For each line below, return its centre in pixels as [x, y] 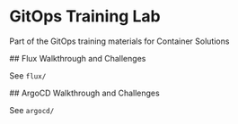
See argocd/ [32, 110]
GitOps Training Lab [85, 17]
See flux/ [28, 75]
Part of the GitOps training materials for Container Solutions [119, 41]
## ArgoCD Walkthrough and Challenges [84, 93]
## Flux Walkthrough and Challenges [78, 58]
